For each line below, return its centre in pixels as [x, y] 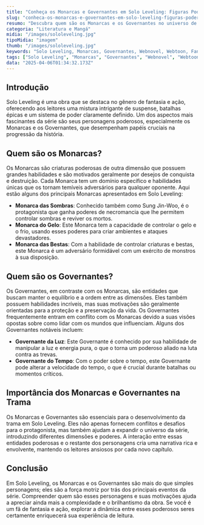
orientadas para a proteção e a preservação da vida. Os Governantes [93, 310]
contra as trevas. [36, 354]
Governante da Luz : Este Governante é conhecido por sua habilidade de [106, 341]
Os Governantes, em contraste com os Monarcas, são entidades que [92, 291]
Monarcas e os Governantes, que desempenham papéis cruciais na [91, 128]
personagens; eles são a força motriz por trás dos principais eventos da [96, 489]
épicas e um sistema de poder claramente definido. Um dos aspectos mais [100, 115]
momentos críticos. [39, 374]
